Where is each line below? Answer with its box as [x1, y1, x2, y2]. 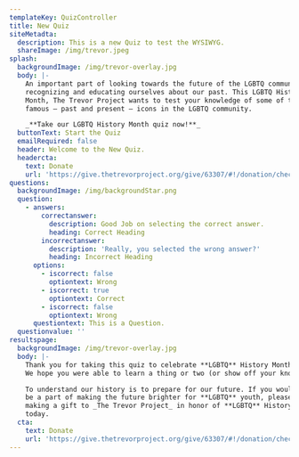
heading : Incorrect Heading [48, 253, 153, 262]
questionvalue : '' [17, 327, 86, 337]
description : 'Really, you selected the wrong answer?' [48, 244, 261, 254]
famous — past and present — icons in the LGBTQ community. [25, 104, 253, 113]
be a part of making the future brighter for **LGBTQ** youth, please [25, 393, 293, 402]
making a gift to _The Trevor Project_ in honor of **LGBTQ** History [25, 402, 293, 411]
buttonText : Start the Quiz [17, 128, 122, 138]
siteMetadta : [9, 29, 58, 38]
